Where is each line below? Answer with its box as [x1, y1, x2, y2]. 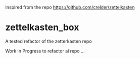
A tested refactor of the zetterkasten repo [5, 38, 92, 44]
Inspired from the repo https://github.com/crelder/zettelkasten [5, 4, 135, 10]
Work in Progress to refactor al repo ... [5, 47, 85, 54]
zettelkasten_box [5, 22, 79, 33]
